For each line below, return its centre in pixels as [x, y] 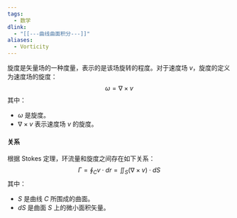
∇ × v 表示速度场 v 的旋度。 [57, 124]
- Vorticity [32, 47]
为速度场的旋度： [32, 76]
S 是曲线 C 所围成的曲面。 [56, 199]
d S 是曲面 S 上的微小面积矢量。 [64, 207]
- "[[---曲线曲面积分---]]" [52, 34]
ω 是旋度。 [33, 115]
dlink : [17, 27]
